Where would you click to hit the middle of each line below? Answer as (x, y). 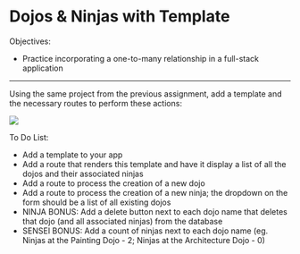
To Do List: (29, 137)
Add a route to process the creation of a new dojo (113, 183)
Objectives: (30, 41)
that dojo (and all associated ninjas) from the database (122, 221)
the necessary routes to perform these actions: (96, 103)
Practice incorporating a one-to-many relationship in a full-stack (141, 58)
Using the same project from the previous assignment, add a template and (146, 93)
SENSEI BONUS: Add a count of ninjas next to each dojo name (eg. (145, 231)
